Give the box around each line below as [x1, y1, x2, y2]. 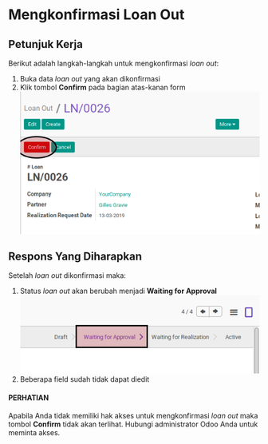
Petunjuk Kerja [8, 38, 84, 51]
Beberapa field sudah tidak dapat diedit [19, 375, 150, 384]
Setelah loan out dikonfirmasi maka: [8, 271, 126, 280]
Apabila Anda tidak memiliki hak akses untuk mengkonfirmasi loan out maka [8, 410, 258, 420]
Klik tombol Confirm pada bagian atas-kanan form [19, 82, 186, 92]
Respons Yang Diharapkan [8, 249, 142, 263]
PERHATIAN [8, 393, 49, 402]
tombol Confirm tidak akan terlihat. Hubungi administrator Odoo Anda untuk [8, 419, 258, 429]
